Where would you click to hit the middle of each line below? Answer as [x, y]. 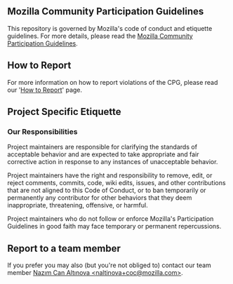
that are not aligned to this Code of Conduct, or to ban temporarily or [107, 190]
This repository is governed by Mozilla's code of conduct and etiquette [110, 28]
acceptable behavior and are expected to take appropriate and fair [103, 154]
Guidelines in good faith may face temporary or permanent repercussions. [114, 226]
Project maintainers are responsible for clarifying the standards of [102, 147]
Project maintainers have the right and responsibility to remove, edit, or [110, 175]
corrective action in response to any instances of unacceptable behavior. [113, 162]
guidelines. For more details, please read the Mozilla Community [100, 36]
